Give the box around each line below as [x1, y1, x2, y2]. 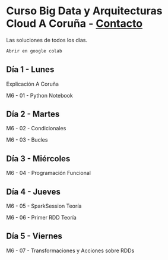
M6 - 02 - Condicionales [6, 125, 66, 132]
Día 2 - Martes [6, 109, 60, 120]
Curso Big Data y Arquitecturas [6, 4, 163, 18]
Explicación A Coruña [6, 80, 59, 87]
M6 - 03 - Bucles [6, 136, 48, 143]
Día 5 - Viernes [6, 231, 62, 242]
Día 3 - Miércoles [6, 154, 71, 164]
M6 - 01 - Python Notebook [6, 92, 73, 99]
